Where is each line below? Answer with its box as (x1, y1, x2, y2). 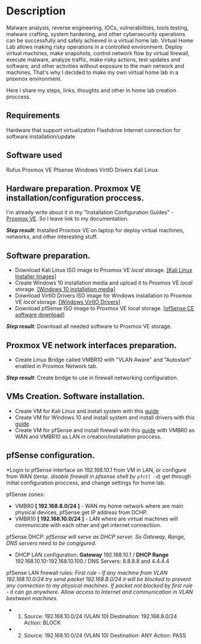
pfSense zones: (6, 490, 45, 498)
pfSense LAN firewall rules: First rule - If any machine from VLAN (6, 569, 168, 576)
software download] (14, 311, 65, 319)
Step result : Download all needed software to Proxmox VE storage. (6, 323, 172, 330)
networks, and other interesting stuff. (6, 233, 98, 241)
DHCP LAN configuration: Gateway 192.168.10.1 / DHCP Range (14, 551, 169, 558)
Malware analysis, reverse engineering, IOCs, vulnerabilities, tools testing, (6, 24, 189, 31)
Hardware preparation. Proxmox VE (6, 183, 141, 193)
